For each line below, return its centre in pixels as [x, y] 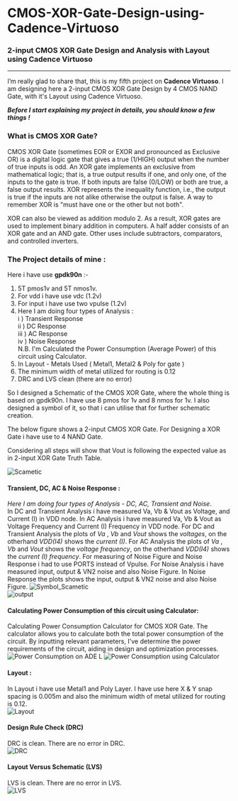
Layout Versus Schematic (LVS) [55, 767]
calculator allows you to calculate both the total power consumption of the [115, 634]
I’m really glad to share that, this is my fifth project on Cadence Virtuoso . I [116, 81]
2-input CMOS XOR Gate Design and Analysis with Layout [109, 50]
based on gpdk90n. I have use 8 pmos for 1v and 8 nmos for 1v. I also [109, 400]
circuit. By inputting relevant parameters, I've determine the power [104, 641]
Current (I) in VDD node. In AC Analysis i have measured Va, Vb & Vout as [114, 519]
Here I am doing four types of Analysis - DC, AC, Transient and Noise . [110, 504]
